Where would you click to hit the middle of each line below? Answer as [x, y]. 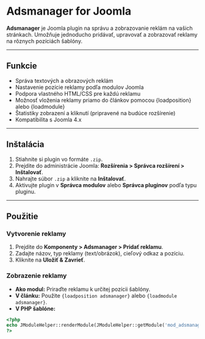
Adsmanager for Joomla [69, 11]
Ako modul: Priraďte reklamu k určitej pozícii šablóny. [83, 289]
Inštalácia [25, 145]
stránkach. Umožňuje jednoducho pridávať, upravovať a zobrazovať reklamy [102, 34]
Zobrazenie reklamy [37, 276]
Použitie [22, 216]
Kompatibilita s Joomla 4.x [48, 120]
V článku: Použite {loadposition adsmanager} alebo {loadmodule [96, 295]
